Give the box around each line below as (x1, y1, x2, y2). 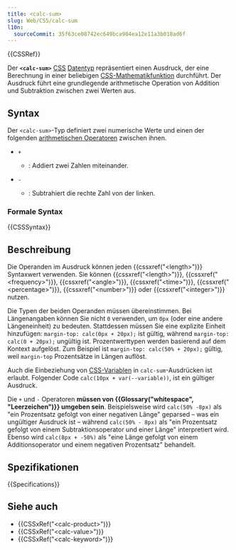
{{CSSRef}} (7, 50, 41, 58)
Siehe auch (7, 501, 58, 513)
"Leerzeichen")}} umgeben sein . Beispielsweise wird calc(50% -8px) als (7, 402, 222, 411)
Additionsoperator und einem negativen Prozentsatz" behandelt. (7, 440, 196, 449)
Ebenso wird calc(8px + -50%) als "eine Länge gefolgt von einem (7, 433, 198, 442)
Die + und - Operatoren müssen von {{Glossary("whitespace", (7, 395, 194, 404)
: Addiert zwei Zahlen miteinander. (28, 161, 129, 170)
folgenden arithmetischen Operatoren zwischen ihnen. (7, 133, 167, 143)
